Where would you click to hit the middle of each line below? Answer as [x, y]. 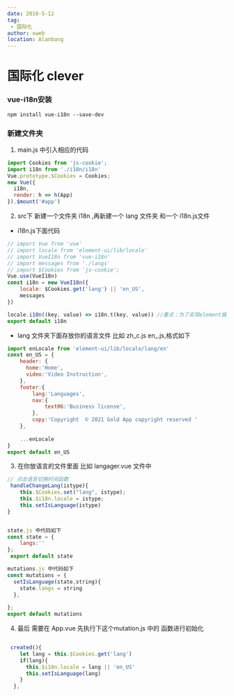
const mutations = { [37, 575]
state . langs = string [51, 588]
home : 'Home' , [45, 368]
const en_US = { [31, 355]
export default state [41, 556]
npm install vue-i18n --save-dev [56, 114]
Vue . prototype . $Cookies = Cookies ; [59, 176]
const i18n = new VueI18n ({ [48, 283]
